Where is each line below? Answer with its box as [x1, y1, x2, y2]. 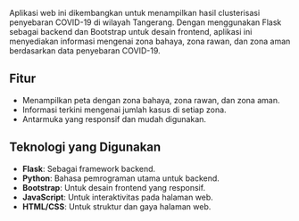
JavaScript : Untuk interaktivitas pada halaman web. [21, 192, 214, 202]
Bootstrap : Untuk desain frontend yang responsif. [21, 182, 206, 192]
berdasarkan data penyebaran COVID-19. [9, 45, 161, 56]
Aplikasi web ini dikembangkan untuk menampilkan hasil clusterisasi [9, 8, 261, 18]
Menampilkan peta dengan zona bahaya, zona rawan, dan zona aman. [21, 94, 280, 105]
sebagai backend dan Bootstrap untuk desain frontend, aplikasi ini [9, 27, 253, 37]
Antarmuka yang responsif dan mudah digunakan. [21, 113, 207, 124]
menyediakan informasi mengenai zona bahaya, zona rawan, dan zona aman [9, 36, 291, 46]
